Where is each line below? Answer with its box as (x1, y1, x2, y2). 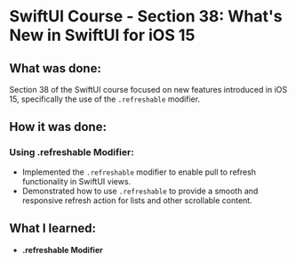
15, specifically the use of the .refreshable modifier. (9, 94, 201, 104)
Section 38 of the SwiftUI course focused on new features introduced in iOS (9, 85, 287, 94)
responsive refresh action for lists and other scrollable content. (21, 194, 252, 206)
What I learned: (9, 221, 96, 236)
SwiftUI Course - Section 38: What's (9, 6, 283, 27)
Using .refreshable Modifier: (9, 146, 135, 159)
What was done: (9, 61, 102, 76)
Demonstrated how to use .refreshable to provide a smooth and (21, 185, 259, 196)
